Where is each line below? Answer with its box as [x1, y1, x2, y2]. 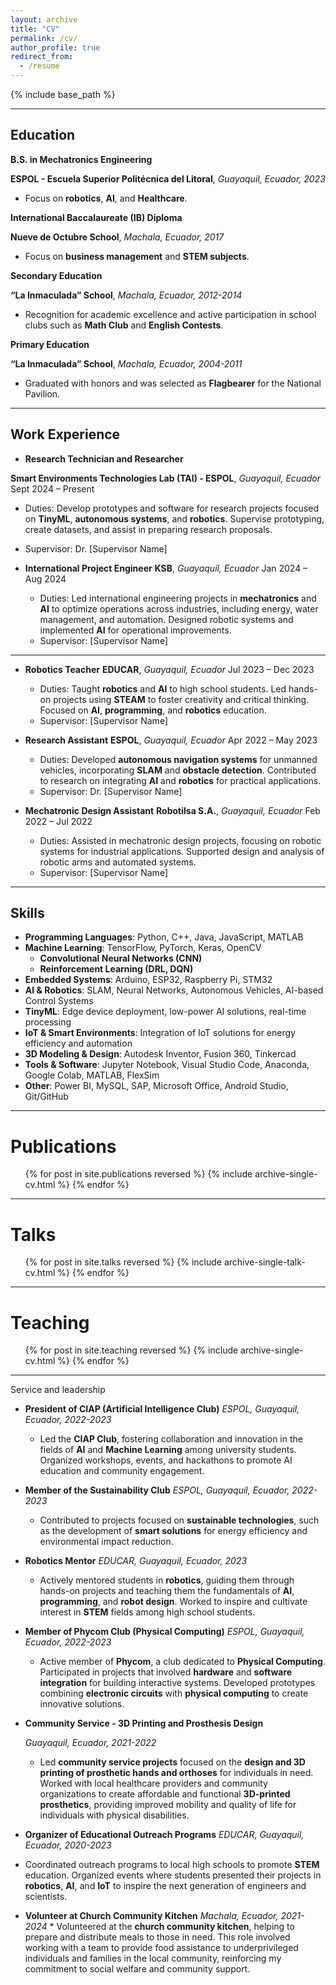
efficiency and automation [24, 1037, 133, 1050]
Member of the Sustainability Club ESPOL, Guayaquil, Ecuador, [24, 1484, 290, 1496]
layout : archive [10, 14, 78, 25]
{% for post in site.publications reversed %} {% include [24, 1168, 253, 1180]
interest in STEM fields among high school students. [39, 1606, 256, 1618]
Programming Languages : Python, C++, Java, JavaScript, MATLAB [24, 931, 304, 943]
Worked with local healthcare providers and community [39, 1777, 268, 1790]
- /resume [19, 61, 60, 71]
